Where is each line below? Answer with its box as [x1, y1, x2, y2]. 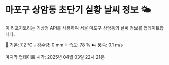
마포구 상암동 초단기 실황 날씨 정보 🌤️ [5, 4, 151, 16]
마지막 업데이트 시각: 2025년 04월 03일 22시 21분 [5, 54, 105, 60]
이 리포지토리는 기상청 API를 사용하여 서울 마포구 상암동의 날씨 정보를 [5, 25, 143, 31]
